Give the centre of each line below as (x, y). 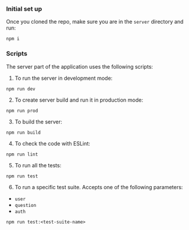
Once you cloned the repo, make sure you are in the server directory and (95, 22)
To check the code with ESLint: (52, 143)
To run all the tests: (38, 165)
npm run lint (22, 154)
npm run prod (22, 111)
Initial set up (24, 9)
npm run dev (21, 89)
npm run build (24, 132)
